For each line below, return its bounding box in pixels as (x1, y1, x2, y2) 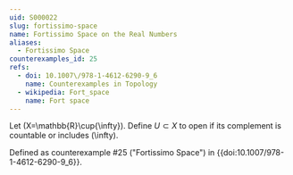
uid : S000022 (9, 12, 58, 22)
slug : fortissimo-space (9, 21, 98, 30)
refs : (9, 63, 29, 72)
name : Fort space (25, 96, 90, 105)
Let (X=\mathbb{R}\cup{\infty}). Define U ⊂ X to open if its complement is (9, 121, 281, 131)
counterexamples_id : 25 (9, 54, 98, 63)
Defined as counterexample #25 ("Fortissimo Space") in (9, 147, 215, 158)
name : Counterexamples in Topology (25, 79, 158, 88)
